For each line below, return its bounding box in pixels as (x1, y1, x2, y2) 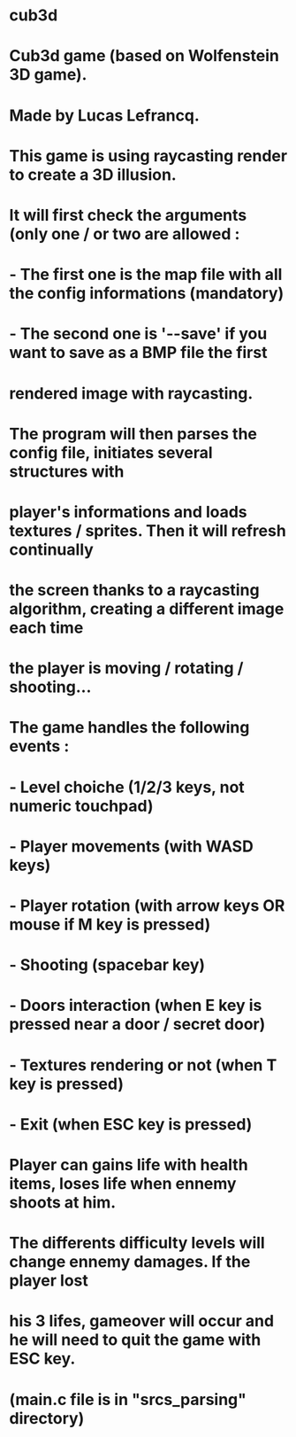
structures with (9, 462, 125, 481)
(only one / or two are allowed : (9, 223, 240, 244)
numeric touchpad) (9, 796, 154, 816)
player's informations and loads (9, 501, 247, 522)
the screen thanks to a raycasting (9, 580, 260, 601)
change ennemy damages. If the (9, 1252, 251, 1272)
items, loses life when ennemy (9, 1173, 237, 1193)
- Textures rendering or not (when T (9, 1055, 277, 1075)
